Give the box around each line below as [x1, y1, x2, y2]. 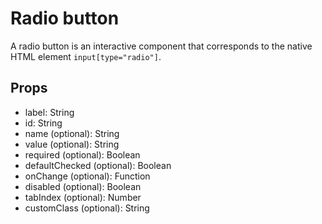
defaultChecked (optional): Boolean [24, 159, 172, 171]
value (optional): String [24, 138, 120, 150]
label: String [24, 106, 75, 118]
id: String [24, 117, 63, 129]
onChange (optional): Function [24, 170, 151, 182]
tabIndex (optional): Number [24, 191, 142, 203]
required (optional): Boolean [24, 148, 141, 161]
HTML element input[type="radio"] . [10, 50, 162, 62]
